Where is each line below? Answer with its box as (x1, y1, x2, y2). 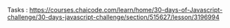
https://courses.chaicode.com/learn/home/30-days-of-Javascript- (29, 6, 223, 14)
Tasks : (7, 6, 28, 14)
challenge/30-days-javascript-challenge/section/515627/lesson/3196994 (7, 13, 220, 21)
